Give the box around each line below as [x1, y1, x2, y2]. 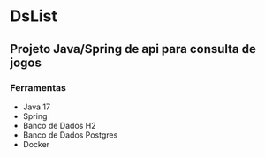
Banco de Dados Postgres [22, 130, 118, 140]
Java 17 [22, 101, 51, 112]
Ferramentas [10, 81, 67, 93]
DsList [10, 6, 58, 26]
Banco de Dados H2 [22, 120, 96, 131]
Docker [22, 138, 50, 149]
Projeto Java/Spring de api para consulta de [10, 41, 257, 56]
